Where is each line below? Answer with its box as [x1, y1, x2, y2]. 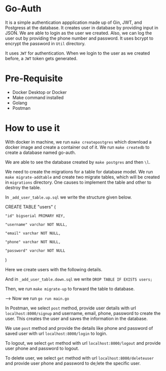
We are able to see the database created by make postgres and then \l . [5, 159, 151, 165]
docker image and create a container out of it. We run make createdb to [5, 144, 150, 150]
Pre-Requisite [5, 73, 63, 84]
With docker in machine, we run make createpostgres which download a [5, 139, 152, 145]
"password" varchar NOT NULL [5, 248, 65, 253]
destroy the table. [5, 184, 41, 190]
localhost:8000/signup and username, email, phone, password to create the [5, 310, 161, 316]
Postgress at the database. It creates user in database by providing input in [5, 24, 159, 30]
